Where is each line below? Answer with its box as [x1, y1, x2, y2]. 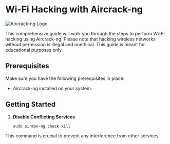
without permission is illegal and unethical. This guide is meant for [5, 41, 145, 47]
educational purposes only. [5, 47, 63, 53]
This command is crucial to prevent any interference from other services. [5, 133, 160, 139]
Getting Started [5, 100, 56, 109]
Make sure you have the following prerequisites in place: [5, 75, 125, 81]
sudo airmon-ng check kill [12, 124, 71, 129]
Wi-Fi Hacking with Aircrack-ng [5, 4, 143, 15]
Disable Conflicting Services [12, 114, 75, 120]
